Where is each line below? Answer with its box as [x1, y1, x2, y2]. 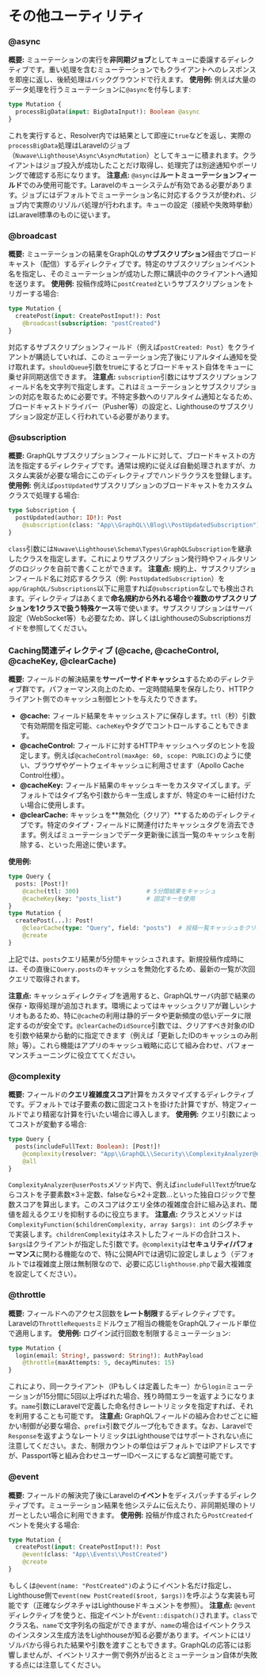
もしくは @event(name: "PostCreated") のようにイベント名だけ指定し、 [8, 1580, 236, 1590]
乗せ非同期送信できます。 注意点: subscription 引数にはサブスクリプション [8, 372, 251, 381]
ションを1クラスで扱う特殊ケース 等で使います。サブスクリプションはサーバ [8, 603, 253, 613]
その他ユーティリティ [8, 7, 146, 25]
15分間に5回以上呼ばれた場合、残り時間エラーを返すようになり [42, 1392, 249, 1401]
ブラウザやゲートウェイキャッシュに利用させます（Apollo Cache [33, 760, 245, 770]
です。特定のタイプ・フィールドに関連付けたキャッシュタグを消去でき [26, 820, 256, 829]
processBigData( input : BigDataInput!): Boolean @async [15, 108, 200, 116]
